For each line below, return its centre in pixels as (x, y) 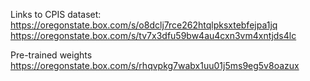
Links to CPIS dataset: (56, 14)
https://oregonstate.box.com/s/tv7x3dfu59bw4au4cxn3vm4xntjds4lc (153, 35)
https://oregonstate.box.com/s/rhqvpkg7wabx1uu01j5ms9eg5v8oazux (155, 65)
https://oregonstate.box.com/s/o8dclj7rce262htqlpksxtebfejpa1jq (144, 25)
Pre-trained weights (51, 55)
